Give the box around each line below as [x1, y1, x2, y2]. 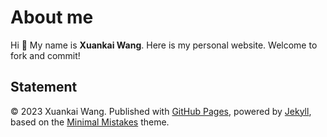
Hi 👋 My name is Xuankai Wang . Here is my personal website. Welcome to [10, 39, 318, 51]
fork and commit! [10, 49, 81, 61]
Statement [10, 79, 78, 96]
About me [10, 6, 94, 29]
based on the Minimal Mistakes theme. [10, 116, 170, 128]
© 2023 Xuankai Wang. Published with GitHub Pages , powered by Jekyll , [10, 105, 312, 117]
